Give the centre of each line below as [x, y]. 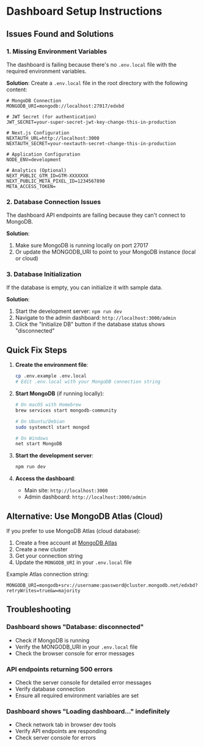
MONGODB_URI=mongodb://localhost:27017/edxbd [65, 106]
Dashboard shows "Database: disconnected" [75, 627]
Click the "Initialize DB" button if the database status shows [90, 324]
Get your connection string [49, 556]
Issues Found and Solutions [60, 34]
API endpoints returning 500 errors [60, 669]
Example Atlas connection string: [48, 574]
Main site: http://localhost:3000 [66, 491]
